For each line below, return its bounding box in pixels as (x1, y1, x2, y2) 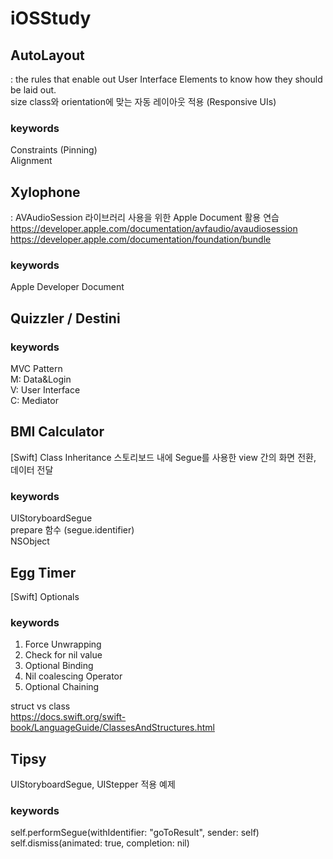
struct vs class (10, 700, 71, 712)
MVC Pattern (10, 363, 63, 375)
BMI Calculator (10, 423, 105, 441)
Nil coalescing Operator (24, 670, 123, 682)
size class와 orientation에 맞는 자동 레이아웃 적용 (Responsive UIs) (10, 96, 277, 107)
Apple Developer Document (10, 281, 125, 293)
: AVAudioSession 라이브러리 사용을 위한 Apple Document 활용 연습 (10, 212, 280, 224)
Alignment (10, 155, 53, 167)
